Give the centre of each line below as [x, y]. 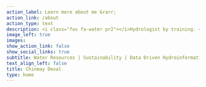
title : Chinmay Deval [34, 69]
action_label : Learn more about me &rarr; [61, 12]
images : [16, 40]
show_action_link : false [38, 47]
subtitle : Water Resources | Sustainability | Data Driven [83, 58]
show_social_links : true [38, 52]
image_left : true [29, 35]
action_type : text [30, 23]
